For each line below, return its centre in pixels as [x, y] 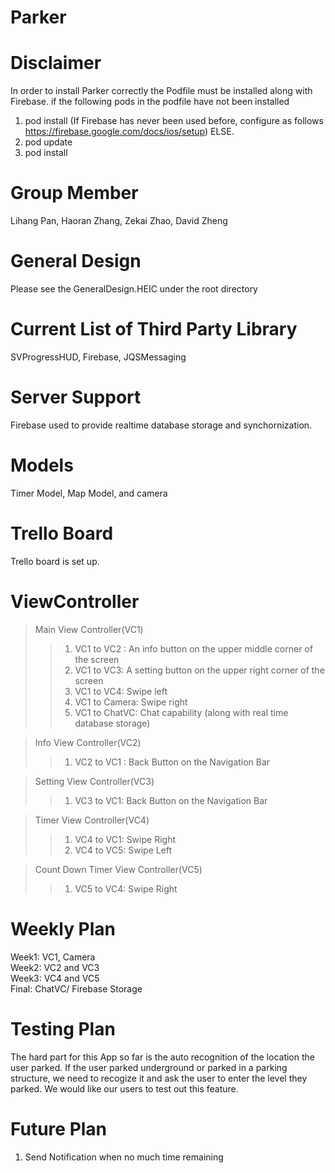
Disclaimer [56, 63]
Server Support [76, 397]
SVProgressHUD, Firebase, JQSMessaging [98, 357]
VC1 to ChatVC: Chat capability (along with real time [181, 712]
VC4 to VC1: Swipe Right [125, 839]
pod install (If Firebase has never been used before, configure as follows [174, 121]
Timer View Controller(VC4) [92, 820]
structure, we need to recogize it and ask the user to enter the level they [159, 1078]
